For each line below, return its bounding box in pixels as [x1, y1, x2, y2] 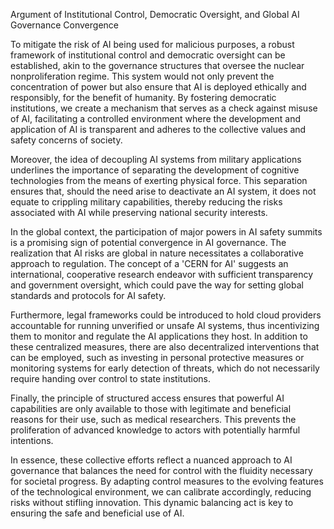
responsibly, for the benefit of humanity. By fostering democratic [10, 92, 277, 103]
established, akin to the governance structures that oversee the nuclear [10, 60, 305, 71]
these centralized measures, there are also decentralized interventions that [10, 341, 320, 353]
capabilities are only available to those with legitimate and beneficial [10, 403, 292, 414]
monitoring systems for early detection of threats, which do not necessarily [10, 362, 320, 374]
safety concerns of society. [10, 134, 123, 146]
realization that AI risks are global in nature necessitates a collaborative [10, 247, 304, 259]
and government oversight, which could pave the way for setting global [10, 279, 304, 291]
